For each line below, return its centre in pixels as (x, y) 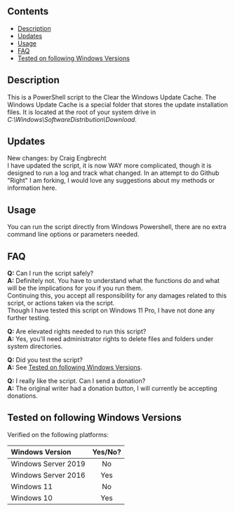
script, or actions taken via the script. (61, 303)
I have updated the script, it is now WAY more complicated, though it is (109, 166)
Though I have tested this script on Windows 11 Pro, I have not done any (111, 310)
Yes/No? (107, 452)
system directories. (35, 347)
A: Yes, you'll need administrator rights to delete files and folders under (110, 339)
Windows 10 (32, 498)
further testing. (29, 318)
